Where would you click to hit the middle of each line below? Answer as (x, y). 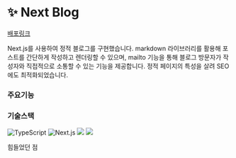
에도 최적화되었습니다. (38, 74)
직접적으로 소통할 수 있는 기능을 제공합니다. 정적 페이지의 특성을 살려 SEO (128, 66)
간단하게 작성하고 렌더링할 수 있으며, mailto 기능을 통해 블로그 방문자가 (124, 57)
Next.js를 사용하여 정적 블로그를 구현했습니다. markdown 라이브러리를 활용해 (114, 48)
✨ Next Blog (43, 12)
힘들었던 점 (23, 147)
